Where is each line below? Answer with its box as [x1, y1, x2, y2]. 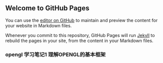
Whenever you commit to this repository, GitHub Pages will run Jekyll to [5, 32, 155, 38]
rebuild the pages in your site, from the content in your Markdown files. [5, 37, 153, 43]
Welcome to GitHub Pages [5, 4, 90, 12]
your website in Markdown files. [5, 22, 72, 28]
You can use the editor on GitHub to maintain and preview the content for [5, 17, 158, 23]
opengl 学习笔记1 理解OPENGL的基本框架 [5, 51, 106, 58]
